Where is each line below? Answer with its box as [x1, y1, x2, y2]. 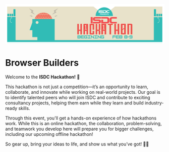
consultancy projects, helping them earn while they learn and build [5, 100, 144, 106]
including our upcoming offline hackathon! [5, 131, 93, 137]
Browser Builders [5, 57, 79, 69]
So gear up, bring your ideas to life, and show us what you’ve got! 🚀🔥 [5, 141, 149, 147]
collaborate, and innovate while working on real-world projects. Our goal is [5, 89, 160, 95]
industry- [144, 100, 164, 106]
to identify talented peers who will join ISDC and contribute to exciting [5, 94, 150, 100]
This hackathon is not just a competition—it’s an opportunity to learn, [5, 84, 149, 90]
